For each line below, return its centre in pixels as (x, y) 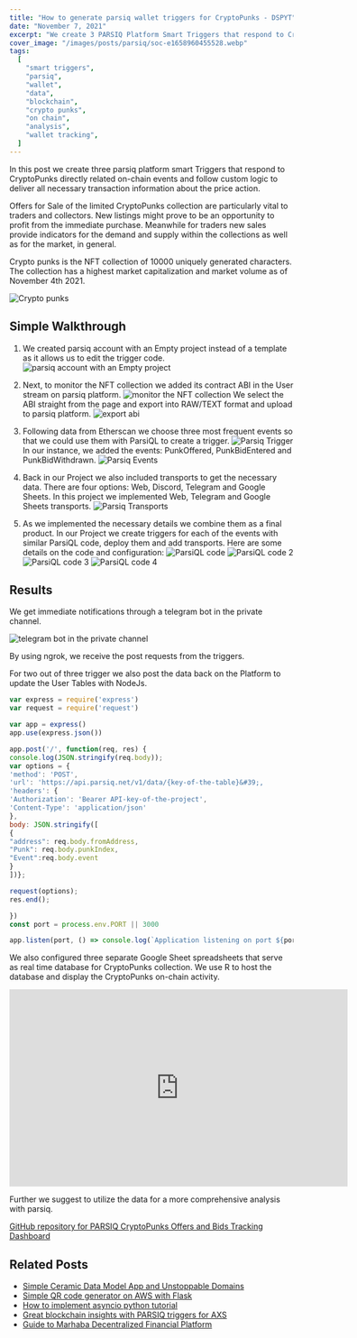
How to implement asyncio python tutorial (100, 1306)
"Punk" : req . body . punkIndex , (64, 850)
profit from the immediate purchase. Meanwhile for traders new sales (138, 225)
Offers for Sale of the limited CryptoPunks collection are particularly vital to (149, 206)
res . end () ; (30, 899)
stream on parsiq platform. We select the (153, 394)
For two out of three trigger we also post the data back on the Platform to (145, 674)
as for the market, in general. (63, 243)
